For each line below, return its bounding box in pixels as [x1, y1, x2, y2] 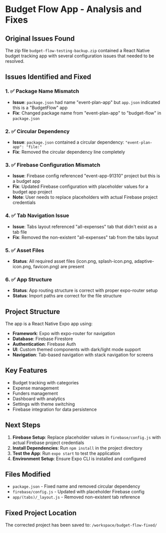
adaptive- [134, 258, 154, 264]
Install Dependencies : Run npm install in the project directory [12, 445, 143, 451]
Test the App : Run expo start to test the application [12, 450, 120, 456]
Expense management [12, 385, 59, 391]
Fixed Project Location [5, 508, 77, 517]
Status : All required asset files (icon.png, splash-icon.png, [12, 258, 133, 264]
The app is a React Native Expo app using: [5, 321, 93, 327]
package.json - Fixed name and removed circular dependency [12, 483, 140, 489]
